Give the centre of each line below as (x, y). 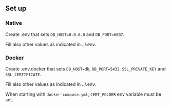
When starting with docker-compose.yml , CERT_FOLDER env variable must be (83, 94)
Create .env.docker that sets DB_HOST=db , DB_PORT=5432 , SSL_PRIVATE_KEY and (85, 68)
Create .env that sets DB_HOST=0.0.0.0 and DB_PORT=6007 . (65, 34)
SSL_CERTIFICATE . (23, 74)
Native (14, 23)
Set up (16, 8)
